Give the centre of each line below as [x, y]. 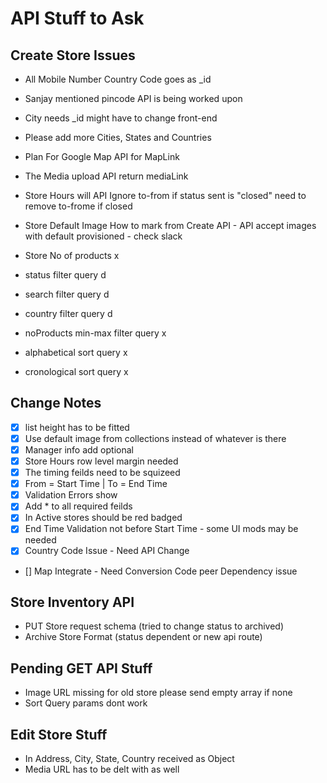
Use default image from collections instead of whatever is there [155, 438]
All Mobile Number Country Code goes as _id [118, 79]
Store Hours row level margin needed [101, 461]
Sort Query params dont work [86, 703]
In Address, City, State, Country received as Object [129, 758]
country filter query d [68, 313]
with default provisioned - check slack [103, 236]
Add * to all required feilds [78, 506]
